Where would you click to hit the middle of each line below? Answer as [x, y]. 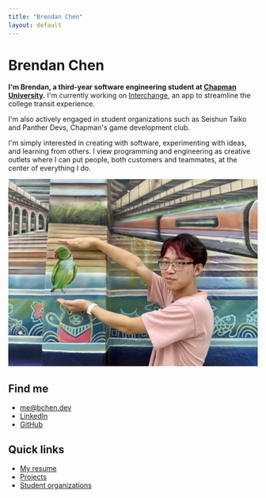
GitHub [31, 424]
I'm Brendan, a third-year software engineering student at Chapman [122, 87]
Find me [28, 388]
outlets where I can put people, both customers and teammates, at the [123, 160]
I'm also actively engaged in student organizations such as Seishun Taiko [127, 120]
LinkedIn [34, 416]
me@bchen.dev [46, 408]
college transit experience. [51, 104]
